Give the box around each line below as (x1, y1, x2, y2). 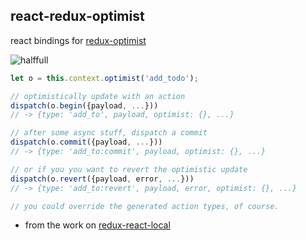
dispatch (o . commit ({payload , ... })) (10, 137, 163, 148)
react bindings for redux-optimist (10, 34, 147, 46)
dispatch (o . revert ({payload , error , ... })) (10, 174, 195, 184)
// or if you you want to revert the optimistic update (10, 164, 248, 174)
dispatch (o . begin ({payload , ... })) (10, 100, 159, 111)
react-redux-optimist (10, 8, 145, 25)
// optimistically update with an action (10, 91, 186, 101)
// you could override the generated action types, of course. (10, 201, 280, 211)
